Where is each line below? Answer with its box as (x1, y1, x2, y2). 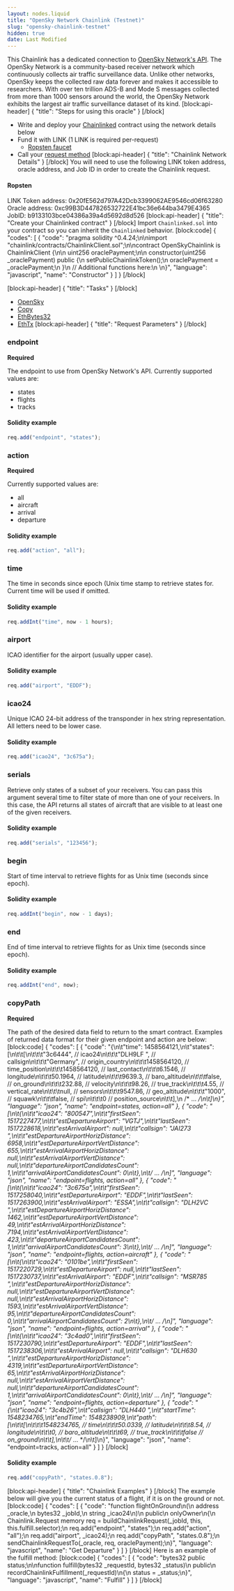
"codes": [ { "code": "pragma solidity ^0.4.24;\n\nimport (7, 234, 168, 242)
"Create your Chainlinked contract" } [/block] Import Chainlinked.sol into (7, 219, 218, 227)
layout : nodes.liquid (7, 10, 70, 17)
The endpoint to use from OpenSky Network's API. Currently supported (7, 367, 212, 375)
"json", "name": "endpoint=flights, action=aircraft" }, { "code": (7, 1250, 187, 1258)
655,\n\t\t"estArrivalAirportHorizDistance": (7, 1146, 130, 1154)
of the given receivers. (7, 808, 72, 816)
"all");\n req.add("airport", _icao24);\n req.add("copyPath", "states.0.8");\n (7, 1531, 220, 1539)
